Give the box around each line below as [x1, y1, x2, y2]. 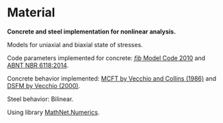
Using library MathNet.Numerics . [7, 108, 100, 116]
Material [7, 5, 55, 20]
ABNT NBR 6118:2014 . [7, 61, 69, 69]
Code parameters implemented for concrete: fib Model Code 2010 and [7, 53, 206, 62]
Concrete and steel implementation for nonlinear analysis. [7, 27, 176, 36]
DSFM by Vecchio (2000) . [7, 81, 81, 90]
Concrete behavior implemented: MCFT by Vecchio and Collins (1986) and [7, 74, 217, 83]
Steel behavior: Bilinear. [7, 94, 74, 103]
